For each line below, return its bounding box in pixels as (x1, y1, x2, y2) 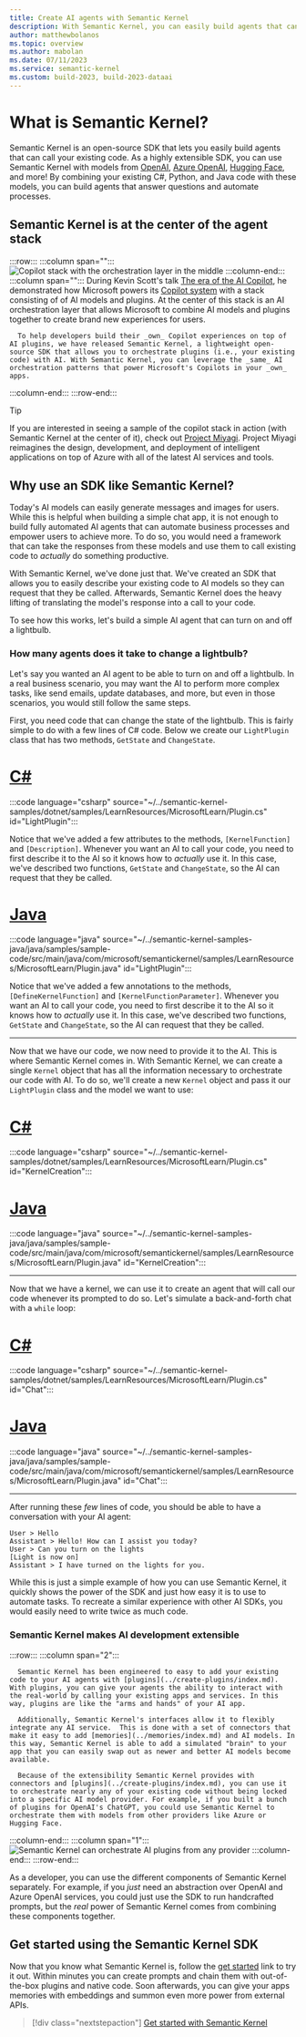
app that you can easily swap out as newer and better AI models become (9, 1747, 291, 1756)
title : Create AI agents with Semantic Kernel (9, 13, 189, 23)
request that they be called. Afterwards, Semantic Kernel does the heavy (9, 587, 282, 598)
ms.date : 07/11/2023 (9, 56, 88, 65)
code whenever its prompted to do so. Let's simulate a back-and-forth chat (9, 1293, 292, 1304)
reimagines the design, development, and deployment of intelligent (9, 441, 260, 452)
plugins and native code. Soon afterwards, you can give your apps (40, 1980, 290, 1991)
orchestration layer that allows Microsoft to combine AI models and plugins (9, 304, 291, 315)
